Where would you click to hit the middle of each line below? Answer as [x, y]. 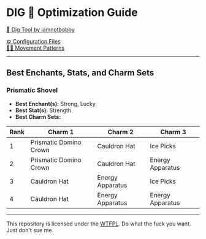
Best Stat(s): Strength [43, 110]
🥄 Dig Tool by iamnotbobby [40, 29]
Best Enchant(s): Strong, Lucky [55, 104]
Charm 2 [120, 132]
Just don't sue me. [30, 230]
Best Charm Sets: [38, 116]
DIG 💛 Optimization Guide [72, 13]
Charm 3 [173, 132]
